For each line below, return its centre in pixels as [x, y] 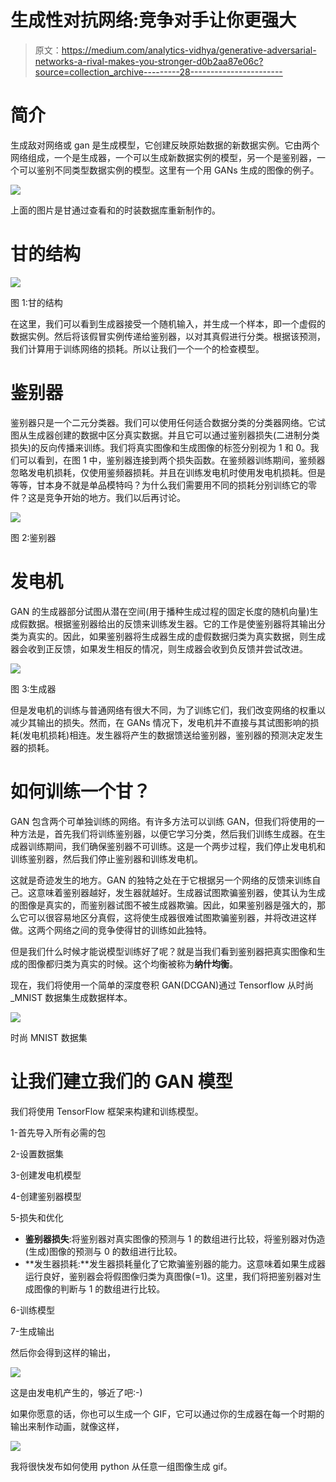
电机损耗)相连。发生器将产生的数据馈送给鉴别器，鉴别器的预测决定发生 [177, 735]
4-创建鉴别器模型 [46, 1196]
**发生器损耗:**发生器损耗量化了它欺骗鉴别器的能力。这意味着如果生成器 [175, 1263]
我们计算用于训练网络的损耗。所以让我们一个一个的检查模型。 [137, 348]
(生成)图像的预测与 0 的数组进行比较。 [103, 1251]
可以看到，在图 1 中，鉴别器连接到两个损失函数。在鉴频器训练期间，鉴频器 [172, 460]
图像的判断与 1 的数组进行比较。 [99, 1288]
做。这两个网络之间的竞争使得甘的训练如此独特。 [111, 930]
